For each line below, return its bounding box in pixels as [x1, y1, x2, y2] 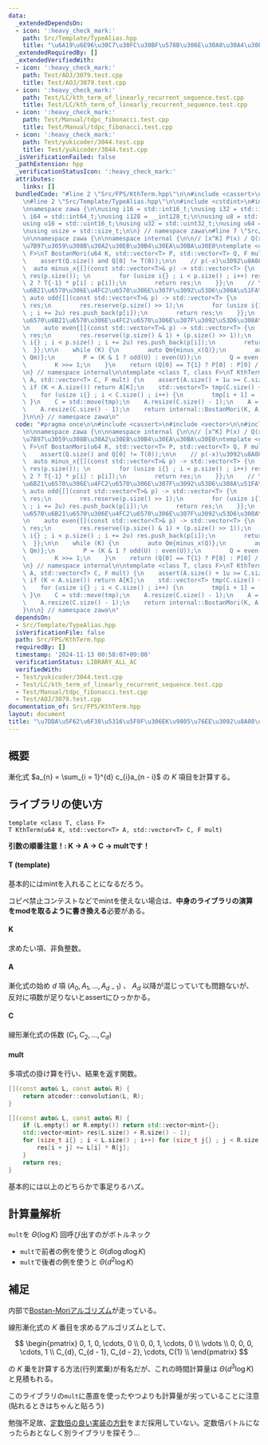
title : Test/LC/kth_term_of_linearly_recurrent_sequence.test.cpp [22, 101, 248, 109]
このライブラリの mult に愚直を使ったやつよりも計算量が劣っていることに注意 [8, 1391, 260, 1400]
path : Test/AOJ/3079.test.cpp [22, 71, 124, 79]
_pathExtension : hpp [15, 161, 84, 169]
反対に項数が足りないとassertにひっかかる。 [8, 992, 155, 1001]
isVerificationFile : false [15, 628, 105, 636]
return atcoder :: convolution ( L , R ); [22, 1092, 145, 1100]
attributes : [15, 175, 56, 184]
